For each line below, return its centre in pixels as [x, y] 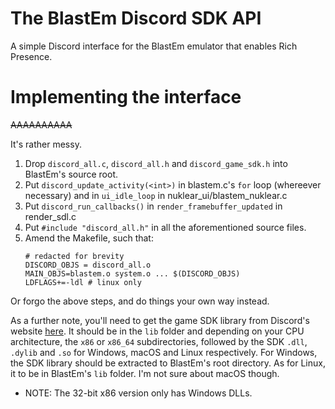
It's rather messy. [46, 144]
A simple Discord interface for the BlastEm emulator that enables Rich [154, 46]
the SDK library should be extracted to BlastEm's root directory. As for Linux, [168, 363]
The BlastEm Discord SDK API [136, 18]
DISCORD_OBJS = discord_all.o [88, 265]
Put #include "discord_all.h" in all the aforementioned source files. [165, 227]
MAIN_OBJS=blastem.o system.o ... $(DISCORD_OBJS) [132, 273]
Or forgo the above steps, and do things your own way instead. [140, 301]
